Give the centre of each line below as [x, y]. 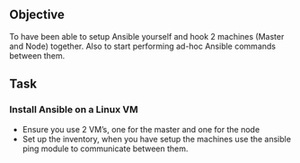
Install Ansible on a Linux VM [74, 110]
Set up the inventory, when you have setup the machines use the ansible [157, 139]
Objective [37, 15]
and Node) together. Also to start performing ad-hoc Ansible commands [143, 46]
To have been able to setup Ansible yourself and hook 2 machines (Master [147, 36]
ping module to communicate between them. [105, 149]
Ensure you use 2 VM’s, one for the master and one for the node [141, 129]
